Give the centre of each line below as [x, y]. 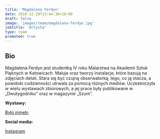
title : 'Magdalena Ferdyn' [32, 9]
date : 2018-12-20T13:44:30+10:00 [39, 14]
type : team [16, 32]
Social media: [19, 122]
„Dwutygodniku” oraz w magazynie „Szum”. [49, 93]
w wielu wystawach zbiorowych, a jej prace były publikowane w [69, 88]
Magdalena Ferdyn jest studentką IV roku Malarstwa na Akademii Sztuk [76, 68]
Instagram [15, 131]
